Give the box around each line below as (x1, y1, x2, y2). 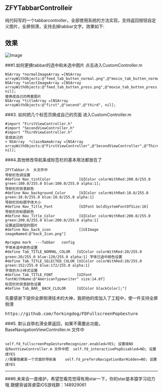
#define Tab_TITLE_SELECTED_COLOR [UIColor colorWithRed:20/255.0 (5, 259, 142, 263)
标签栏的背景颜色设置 (5, 281, 41, 287)
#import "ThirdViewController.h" (5, 130, 73, 135)
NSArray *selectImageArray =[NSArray (5, 80, 81, 85)
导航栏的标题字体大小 (5, 200, 41, 205)
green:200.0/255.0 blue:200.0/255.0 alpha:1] (5, 218, 98, 223)
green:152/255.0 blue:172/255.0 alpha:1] (5, 263, 90, 268)
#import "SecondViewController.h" (5, 126, 75, 131)
